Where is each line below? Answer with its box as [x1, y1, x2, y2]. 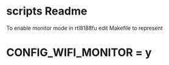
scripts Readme [6, 4, 88, 18]
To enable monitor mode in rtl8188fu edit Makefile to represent [6, 24, 163, 32]
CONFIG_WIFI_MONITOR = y [6, 46, 152, 60]
